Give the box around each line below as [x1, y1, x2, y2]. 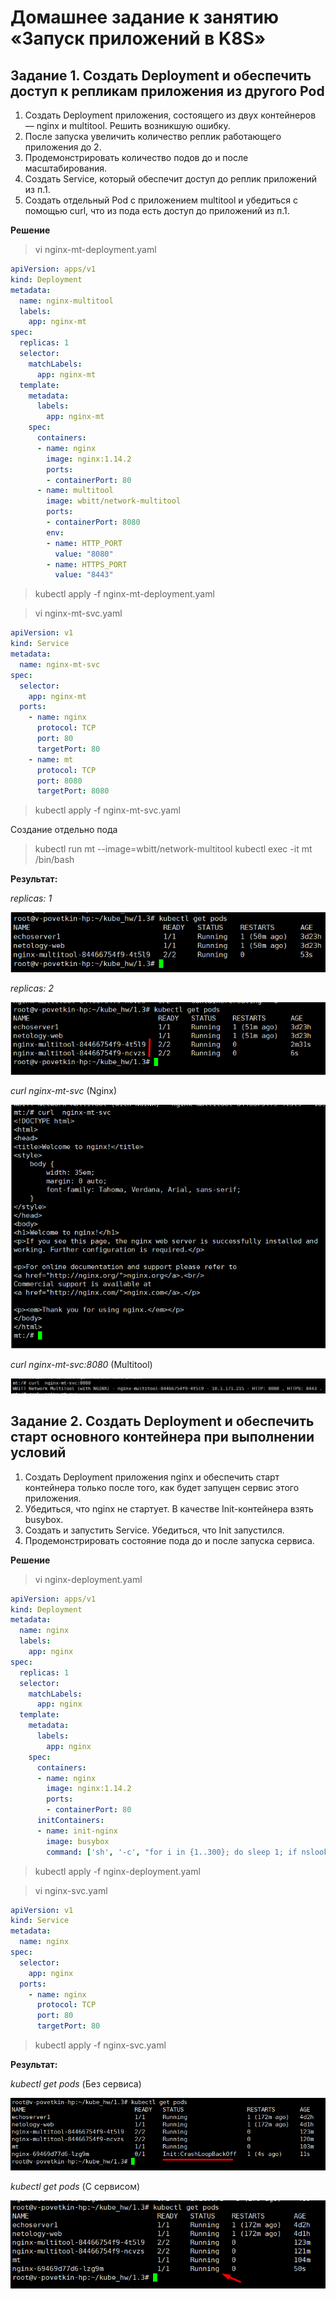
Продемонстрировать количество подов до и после [24, 152, 249, 163]
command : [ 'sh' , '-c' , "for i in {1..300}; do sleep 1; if [46, 1847, 298, 1857]
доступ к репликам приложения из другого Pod [10, 82, 325, 100]
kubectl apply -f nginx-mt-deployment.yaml [34, 588, 215, 600]
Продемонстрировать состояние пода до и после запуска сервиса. [24, 1534, 315, 1546]
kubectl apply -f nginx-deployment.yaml [34, 1865, 201, 1877]
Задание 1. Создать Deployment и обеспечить [10, 67, 312, 84]
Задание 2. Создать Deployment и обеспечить [10, 1413, 315, 1430]
